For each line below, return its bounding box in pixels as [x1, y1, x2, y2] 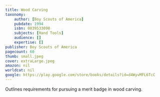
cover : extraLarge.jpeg [5, 58, 55, 63]
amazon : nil [5, 63, 30, 68]
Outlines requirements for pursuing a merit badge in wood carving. [5, 86, 142, 92]
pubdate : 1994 [14, 21, 43, 26]
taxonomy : [5, 12, 26, 17]
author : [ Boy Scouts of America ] [14, 16, 84, 21]
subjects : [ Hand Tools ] [14, 30, 64, 35]
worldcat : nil [5, 68, 35, 73]
